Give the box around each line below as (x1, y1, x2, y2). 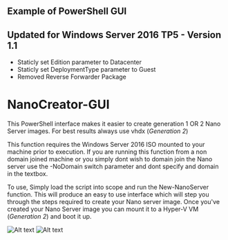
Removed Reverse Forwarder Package (17, 72, 126, 81)
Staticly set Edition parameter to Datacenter (17, 58, 142, 66)
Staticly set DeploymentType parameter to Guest (17, 66, 156, 74)
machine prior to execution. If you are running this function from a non (7, 148, 207, 156)
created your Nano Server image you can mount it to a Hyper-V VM (7, 205, 199, 213)
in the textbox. (7, 170, 48, 178)
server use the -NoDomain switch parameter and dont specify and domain (7, 162, 219, 171)
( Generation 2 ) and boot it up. (7, 212, 92, 221)
